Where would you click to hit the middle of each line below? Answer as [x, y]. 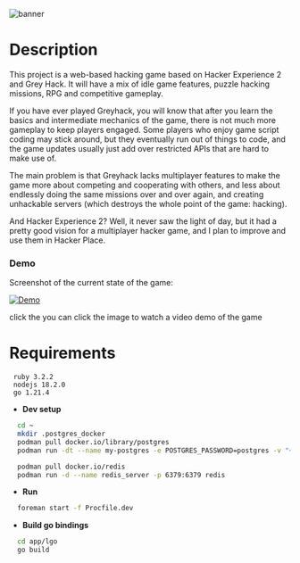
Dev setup [42, 410]
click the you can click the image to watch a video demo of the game [136, 318]
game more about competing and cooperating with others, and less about [145, 185]
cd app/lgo [37, 542]
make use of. [33, 158]
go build [33, 550]
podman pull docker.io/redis [71, 467]
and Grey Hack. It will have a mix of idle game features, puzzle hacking [140, 84]
